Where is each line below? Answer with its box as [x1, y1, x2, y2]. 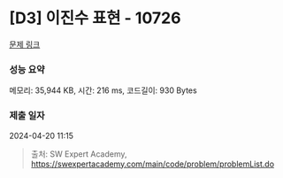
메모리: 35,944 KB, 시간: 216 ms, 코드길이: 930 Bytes [9, 85, 197, 96]
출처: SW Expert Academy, [30, 148, 127, 159]
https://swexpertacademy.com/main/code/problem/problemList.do [30, 159, 275, 169]
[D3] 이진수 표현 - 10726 [9, 8, 181, 28]
